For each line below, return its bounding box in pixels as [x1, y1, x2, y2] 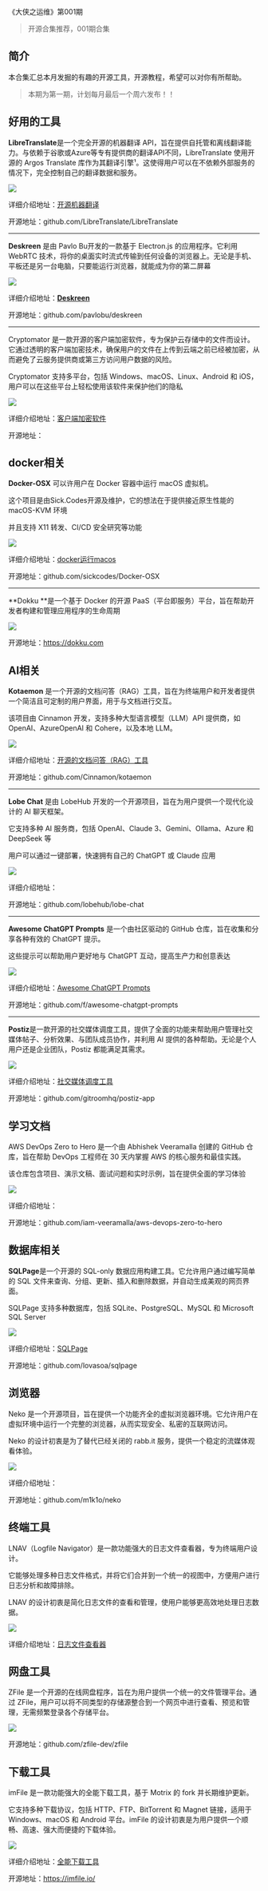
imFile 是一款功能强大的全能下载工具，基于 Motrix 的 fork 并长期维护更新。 [8, 1788, 254, 1797]
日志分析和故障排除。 [8, 1580, 78, 1590]
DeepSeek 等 [8, 834, 52, 843]
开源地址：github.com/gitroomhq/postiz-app [8, 1093, 156, 1103]
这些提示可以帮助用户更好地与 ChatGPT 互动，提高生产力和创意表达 [8, 951, 231, 961]
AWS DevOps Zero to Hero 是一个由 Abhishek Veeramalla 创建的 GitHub [8, 1142, 245, 1152]
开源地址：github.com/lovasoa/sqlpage [8, 1360, 138, 1370]
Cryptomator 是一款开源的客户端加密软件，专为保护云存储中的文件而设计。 [8, 334, 255, 344]
